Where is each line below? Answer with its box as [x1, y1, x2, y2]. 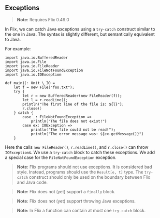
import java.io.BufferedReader [5, 55, 68, 60]
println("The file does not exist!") [30, 119, 107, 124]
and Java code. [16, 179, 48, 185]
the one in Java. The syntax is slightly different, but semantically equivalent [5, 31, 155, 37]
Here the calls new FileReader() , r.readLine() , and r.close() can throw [5, 144, 148, 150]
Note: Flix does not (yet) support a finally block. [16, 188, 116, 194]
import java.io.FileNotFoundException [5, 68, 83, 73]
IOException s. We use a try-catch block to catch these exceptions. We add [5, 149, 155, 155]
